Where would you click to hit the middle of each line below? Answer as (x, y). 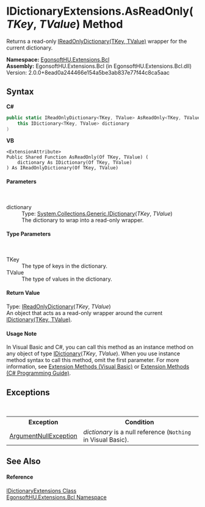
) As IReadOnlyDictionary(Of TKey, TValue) (63, 168)
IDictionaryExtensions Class (41, 490)
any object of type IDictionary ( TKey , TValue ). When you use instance (93, 353)
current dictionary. (30, 48)
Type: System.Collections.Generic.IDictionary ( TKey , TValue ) (97, 213)
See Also (23, 461)
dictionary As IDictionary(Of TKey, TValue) (75, 163)
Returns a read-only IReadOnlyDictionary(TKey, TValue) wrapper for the (97, 41)
